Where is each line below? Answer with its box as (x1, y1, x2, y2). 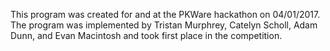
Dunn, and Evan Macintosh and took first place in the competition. (10, 30, 283, 41)
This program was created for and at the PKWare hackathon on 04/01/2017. (10, 9, 321, 20)
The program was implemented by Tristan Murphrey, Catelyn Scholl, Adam (10, 19, 318, 31)
